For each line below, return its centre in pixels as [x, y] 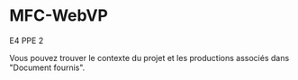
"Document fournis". [47, 67]
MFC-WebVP [59, 16]
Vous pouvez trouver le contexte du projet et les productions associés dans [149, 58]
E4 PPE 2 [27, 40]
